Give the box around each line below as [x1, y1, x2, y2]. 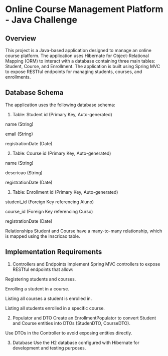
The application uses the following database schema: [5, 102, 115, 108]
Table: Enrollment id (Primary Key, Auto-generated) [12, 189, 118, 195]
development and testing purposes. [12, 344, 86, 351]
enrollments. [5, 74, 31, 80]
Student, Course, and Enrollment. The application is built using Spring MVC [5, 64, 160, 69]
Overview [5, 34, 37, 43]
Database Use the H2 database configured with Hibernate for [12, 339, 139, 345]
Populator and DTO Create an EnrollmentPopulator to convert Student [12, 314, 156, 321]
